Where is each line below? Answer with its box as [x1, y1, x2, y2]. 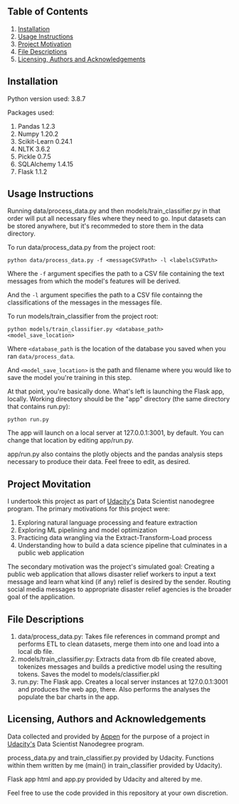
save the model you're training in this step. [7, 374, 132, 382]
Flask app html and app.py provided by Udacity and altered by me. [7, 775, 203, 783]
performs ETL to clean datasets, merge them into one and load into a [17, 640, 220, 648]
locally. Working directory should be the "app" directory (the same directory [7, 395, 230, 403]
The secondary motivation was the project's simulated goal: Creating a [7, 562, 215, 571]
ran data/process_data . [7, 352, 75, 361]
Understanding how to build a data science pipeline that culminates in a [17, 541, 228, 550]
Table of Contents [7, 6, 89, 18]
